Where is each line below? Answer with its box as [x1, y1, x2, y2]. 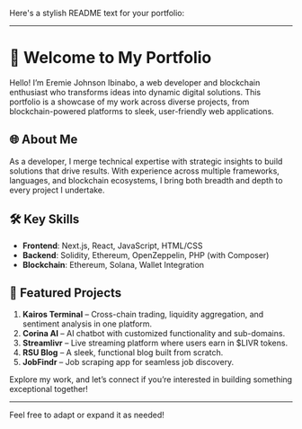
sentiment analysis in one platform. [22, 318, 153, 329]
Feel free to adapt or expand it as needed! [9, 409, 164, 421]
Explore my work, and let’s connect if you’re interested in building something [9, 374, 293, 385]
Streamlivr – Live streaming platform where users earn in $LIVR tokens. [22, 337, 289, 349]
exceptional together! [9, 384, 88, 395]
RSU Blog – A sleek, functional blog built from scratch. [22, 347, 224, 358]
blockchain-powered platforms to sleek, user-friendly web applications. [9, 105, 274, 116]
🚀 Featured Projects [9, 285, 122, 300]
